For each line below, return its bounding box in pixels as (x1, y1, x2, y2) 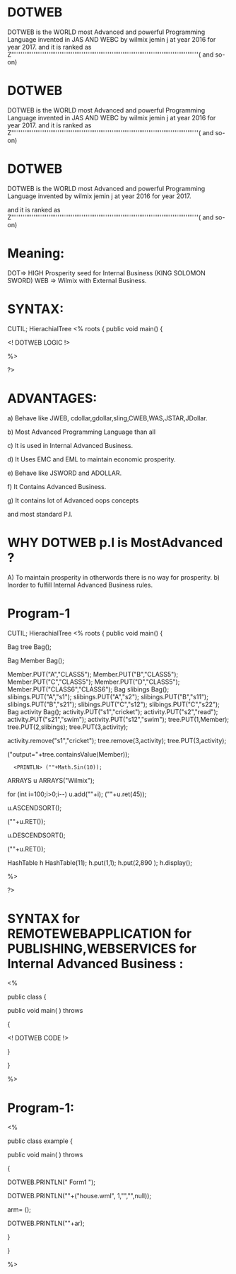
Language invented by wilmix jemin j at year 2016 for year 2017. (7, 192, 192, 200)
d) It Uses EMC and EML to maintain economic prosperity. (7, 454, 176, 464)
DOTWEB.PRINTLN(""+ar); (7, 1219, 85, 1228)
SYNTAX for (7, 910, 80, 926)
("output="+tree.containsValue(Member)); (7, 750, 129, 758)
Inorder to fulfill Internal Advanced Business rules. (7, 580, 153, 589)
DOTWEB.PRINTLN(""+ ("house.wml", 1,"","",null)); (7, 1192, 152, 1200)
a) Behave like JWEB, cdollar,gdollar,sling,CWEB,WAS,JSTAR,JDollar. (7, 413, 208, 422)
